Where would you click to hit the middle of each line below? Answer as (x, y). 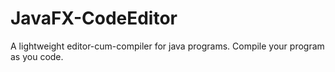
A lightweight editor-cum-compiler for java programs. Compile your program (167, 46)
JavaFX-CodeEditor (94, 18)
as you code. (37, 56)
